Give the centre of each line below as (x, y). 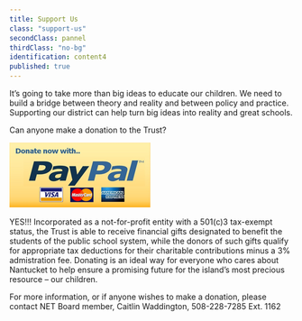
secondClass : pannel (48, 38)
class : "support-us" (48, 28)
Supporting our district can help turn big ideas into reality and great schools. (151, 112)
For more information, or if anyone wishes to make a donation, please (138, 297)
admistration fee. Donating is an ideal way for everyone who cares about (144, 260)
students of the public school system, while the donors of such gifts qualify (149, 241)
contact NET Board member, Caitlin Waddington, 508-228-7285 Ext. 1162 (145, 306)
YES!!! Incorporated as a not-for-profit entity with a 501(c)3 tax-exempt (141, 222)
